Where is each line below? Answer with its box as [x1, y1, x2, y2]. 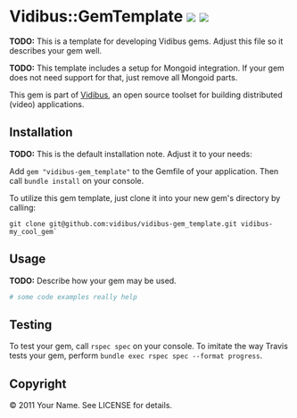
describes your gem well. [9, 45, 103, 55]
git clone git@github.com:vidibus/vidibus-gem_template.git [9, 219, 238, 229]
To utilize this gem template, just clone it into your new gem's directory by [9, 192, 281, 203]
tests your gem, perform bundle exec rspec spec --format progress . [9, 350, 263, 361]
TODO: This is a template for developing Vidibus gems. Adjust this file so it [9, 36, 284, 46]
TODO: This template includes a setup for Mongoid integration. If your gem [9, 63, 285, 73]
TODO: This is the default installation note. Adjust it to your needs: [9, 148, 252, 159]
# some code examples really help [9, 292, 138, 301]
